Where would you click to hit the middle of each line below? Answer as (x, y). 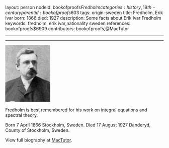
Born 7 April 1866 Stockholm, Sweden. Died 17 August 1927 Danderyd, (78, 125)
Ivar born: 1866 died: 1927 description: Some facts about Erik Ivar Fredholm (83, 18)
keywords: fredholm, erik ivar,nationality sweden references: (68, 23)
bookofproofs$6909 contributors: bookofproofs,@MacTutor (67, 29)
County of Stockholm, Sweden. (37, 130)
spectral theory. (22, 115)
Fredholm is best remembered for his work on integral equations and (76, 110)
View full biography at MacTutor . (39, 140)
